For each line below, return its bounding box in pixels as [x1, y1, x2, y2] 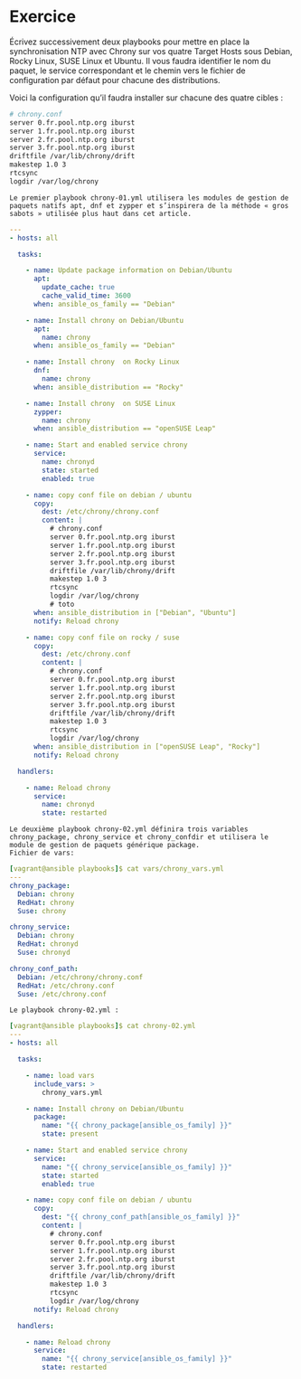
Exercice [9, 6, 77, 27]
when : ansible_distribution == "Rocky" [33, 383, 183, 392]
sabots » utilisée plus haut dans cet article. [9, 209, 193, 218]
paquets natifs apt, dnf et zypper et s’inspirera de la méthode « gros [9, 201, 289, 210]
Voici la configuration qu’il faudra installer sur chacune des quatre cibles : [9, 92, 283, 103]
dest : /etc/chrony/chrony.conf [42, 507, 160, 516]
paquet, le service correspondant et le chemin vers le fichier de [9, 65, 246, 76]
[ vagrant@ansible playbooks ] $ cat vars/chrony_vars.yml [9, 864, 224, 874]
